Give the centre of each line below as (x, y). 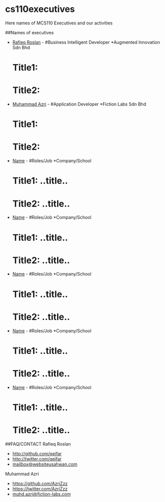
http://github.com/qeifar (37, 453)
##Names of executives (30, 32)
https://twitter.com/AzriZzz (40, 489)
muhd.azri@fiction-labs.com (41, 494)
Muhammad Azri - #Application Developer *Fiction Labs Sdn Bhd (79, 104)
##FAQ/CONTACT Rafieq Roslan (38, 444)
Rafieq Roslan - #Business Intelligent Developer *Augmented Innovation (86, 42)
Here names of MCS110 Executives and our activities (59, 23)
